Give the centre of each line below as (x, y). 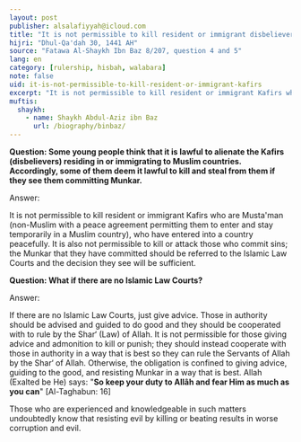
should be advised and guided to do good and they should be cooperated (145, 325)
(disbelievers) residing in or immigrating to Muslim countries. (125, 161)
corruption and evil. (45, 428)
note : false (31, 76)
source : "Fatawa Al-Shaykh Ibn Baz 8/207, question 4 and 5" (126, 51)
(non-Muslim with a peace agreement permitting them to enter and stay (141, 225)
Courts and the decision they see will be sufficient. (103, 263)
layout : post (34, 18)
